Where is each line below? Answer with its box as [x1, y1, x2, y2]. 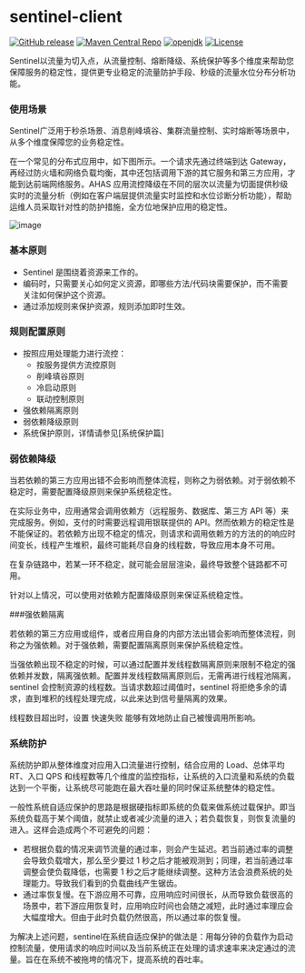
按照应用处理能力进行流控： [22, 347, 127, 358]
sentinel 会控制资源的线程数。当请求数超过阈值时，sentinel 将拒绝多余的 [9, 682, 280, 693]
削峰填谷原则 [35, 370, 84, 381]
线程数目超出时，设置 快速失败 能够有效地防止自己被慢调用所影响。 [9, 712, 261, 724]
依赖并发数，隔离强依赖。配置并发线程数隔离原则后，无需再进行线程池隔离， [9, 670, 296, 681]
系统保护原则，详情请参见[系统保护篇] [22, 427, 165, 438]
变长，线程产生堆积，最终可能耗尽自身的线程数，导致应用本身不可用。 [16, 539, 280, 551]
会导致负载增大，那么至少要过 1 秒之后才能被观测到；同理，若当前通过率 [22, 855, 293, 866]
